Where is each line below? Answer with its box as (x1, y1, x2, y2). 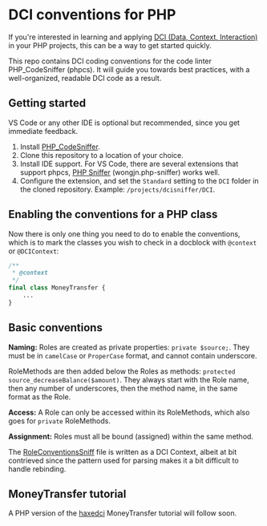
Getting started (8, 96, 87, 110)
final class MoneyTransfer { (8, 284, 106, 292)
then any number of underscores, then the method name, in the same (8, 383, 238, 393)
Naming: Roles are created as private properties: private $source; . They (8, 342, 250, 352)
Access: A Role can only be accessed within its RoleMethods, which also (8, 407, 250, 417)
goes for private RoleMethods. (8, 415, 111, 426)
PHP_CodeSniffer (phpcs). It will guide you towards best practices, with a (8, 64, 250, 74)
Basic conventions (8, 321, 103, 334)
